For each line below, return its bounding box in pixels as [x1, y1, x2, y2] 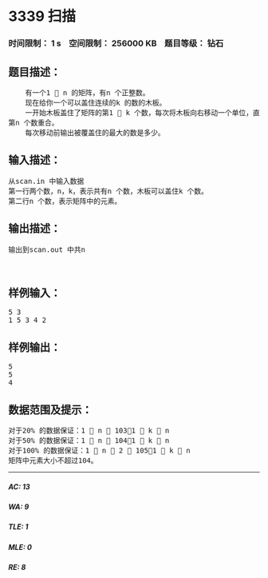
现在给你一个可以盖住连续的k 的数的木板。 [25, 98, 167, 107]
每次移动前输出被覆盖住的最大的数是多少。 [25, 128, 165, 137]
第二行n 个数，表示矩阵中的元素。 [8, 197, 122, 205]
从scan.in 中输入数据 [8, 177, 85, 185]
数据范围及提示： [8, 403, 93, 417]
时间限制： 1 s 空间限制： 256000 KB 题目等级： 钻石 [8, 38, 224, 49]
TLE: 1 [8, 522, 29, 532]
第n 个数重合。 [8, 118, 59, 127]
